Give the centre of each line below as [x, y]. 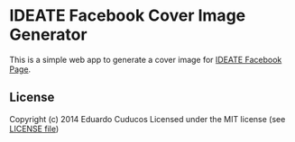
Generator [48, 35]
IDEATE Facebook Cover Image [128, 16]
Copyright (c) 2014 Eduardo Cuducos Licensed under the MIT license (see [147, 119]
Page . [20, 69]
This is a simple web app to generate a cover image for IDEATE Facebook [146, 59]
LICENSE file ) [34, 129]
